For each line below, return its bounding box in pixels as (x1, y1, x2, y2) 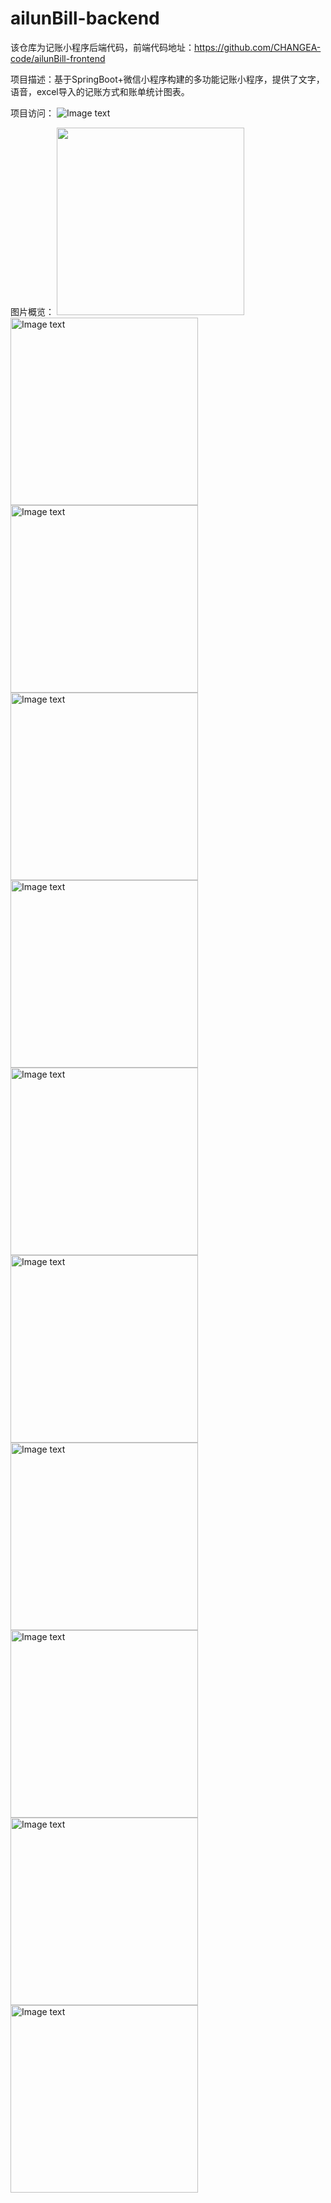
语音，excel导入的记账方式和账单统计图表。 (10, 85, 190, 97)
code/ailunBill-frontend (10, 52, 106, 64)
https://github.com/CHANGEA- (194, 41, 322, 53)
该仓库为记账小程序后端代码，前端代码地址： (10, 41, 195, 53)
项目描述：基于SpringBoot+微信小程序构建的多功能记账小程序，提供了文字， (10, 73, 325, 85)
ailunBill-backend (10, 7, 160, 30)
